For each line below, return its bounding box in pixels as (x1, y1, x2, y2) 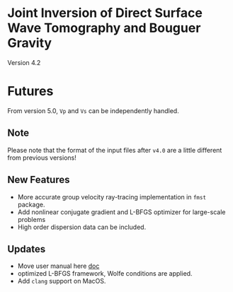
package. (17, 200, 45, 209)
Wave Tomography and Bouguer (7, 20, 201, 36)
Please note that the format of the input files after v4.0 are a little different (7, 146, 222, 154)
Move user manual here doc (17, 262, 100, 270)
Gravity (7, 35, 52, 51)
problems (17, 215, 46, 223)
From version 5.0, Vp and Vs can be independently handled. (7, 106, 179, 115)
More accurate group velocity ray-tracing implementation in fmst (17, 192, 207, 201)
